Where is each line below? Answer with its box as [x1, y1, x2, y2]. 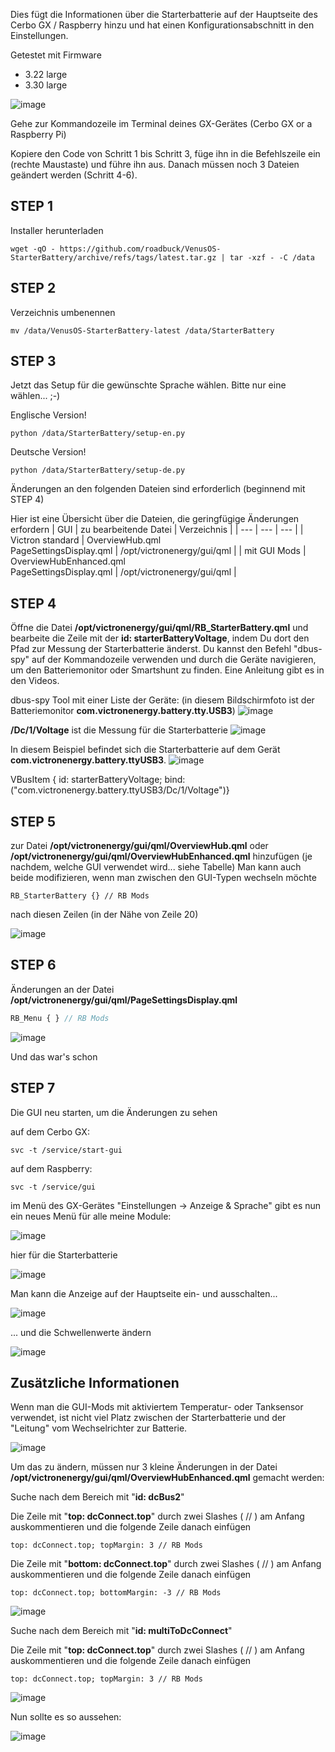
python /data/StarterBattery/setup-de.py [10, 465, 186, 476]
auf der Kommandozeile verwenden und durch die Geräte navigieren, [31, 654, 317, 666]
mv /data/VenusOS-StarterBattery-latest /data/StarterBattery [10, 325, 275, 336]
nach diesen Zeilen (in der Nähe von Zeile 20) [10, 909, 199, 921]
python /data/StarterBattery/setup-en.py [10, 429, 186, 439]
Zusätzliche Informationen [10, 1374, 180, 1391]
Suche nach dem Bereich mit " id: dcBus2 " [10, 1491, 185, 1503]
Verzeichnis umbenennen [10, 306, 116, 318]
